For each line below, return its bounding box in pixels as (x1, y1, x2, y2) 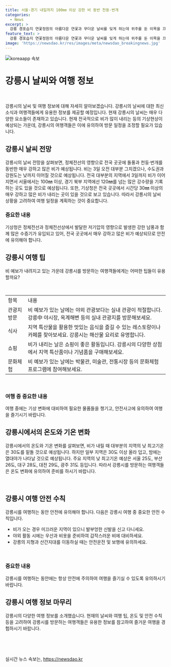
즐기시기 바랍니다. (10, 411, 46, 417)
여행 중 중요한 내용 (5, 392, 48, 400)
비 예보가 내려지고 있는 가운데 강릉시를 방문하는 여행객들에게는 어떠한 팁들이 (5, 267, 156, 274)
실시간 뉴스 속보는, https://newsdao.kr (5, 656, 83, 662)
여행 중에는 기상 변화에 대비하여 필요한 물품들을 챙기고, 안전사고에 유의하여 (5, 405, 154, 411)
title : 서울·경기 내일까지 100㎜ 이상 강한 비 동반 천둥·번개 (5, 7, 119, 13)
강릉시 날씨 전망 (5, 145, 52, 154)
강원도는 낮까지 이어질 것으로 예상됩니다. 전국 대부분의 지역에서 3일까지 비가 (5, 172, 156, 178)
